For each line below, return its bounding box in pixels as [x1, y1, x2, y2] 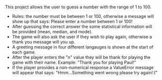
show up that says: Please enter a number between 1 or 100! [12, 19, 132, 24]
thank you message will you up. [12, 39, 76, 45]
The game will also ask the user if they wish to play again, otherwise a [12, 34, 152, 40]
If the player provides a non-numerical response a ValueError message [12, 65, 154, 70]
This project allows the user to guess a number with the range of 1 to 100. [5, 4, 152, 10]
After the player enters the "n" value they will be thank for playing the [12, 54, 151, 60]
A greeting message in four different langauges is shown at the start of [12, 44, 154, 50]
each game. [12, 49, 36, 55]
